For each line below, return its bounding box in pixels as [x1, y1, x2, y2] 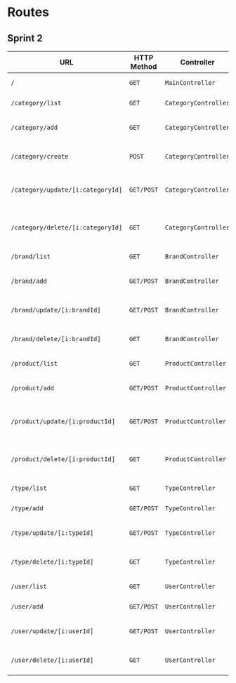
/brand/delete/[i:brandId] [11, 335, 101, 343]
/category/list [11, 99, 62, 107]
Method [130, 62, 157, 71]
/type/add [11, 505, 44, 512]
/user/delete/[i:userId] [11, 656, 94, 664]
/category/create [11, 152, 69, 160]
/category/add [11, 124, 58, 131]
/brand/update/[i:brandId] [11, 306, 101, 314]
